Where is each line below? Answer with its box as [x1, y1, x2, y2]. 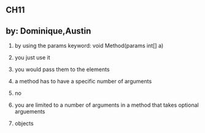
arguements [14, 108, 45, 115]
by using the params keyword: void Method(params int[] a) [14, 42, 164, 50]
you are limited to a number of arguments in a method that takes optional [14, 101, 199, 109]
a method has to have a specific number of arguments [14, 78, 152, 85]
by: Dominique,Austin [6, 26, 91, 36]
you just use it [14, 54, 50, 61]
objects [14, 120, 34, 127]
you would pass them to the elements [14, 66, 110, 73]
